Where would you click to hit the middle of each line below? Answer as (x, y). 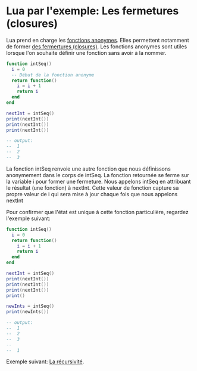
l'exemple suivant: (28, 218)
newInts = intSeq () (30, 306)
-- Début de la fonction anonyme (53, 75)
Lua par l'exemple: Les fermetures (93, 11)
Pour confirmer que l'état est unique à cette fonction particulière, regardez (98, 212)
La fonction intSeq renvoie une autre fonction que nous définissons (88, 169)
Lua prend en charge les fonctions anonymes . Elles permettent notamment (98, 40)
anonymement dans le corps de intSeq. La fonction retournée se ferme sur (98, 175)
